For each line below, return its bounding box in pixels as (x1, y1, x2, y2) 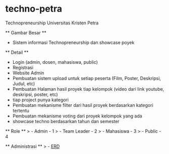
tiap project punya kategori (12, 97, 69, 103)
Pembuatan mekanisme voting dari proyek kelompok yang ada (12, 112, 142, 119)
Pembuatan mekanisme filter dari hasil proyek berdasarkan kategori (12, 102, 154, 108)
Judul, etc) (12, 81, 35, 87)
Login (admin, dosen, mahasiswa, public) (12, 59, 98, 65)
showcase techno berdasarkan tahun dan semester (12, 118, 120, 124)
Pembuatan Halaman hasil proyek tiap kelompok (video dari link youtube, (12, 86, 164, 92)
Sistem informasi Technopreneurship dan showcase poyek (12, 39, 135, 46)
